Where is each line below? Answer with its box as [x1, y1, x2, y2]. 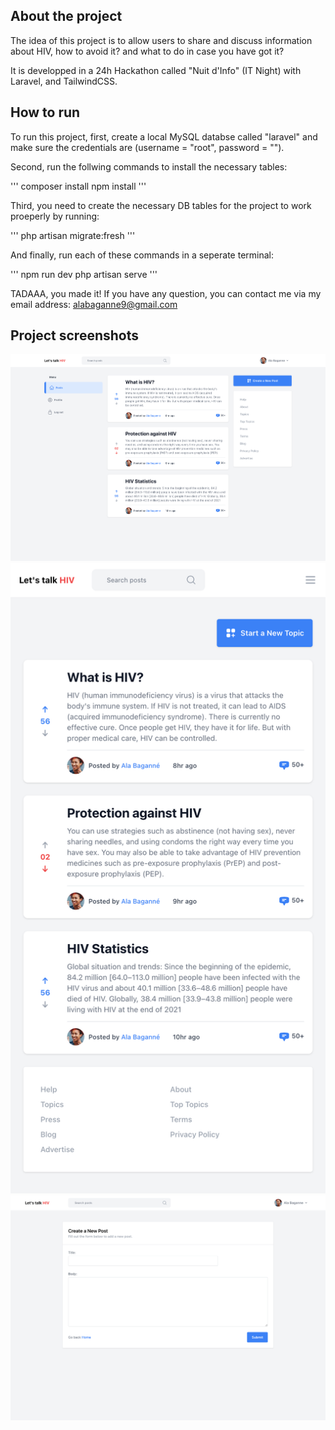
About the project [10, 8, 123, 25]
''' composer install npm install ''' [10, 180, 147, 192]
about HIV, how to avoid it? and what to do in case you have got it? [10, 45, 285, 57]
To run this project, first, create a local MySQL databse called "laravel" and [10, 130, 318, 143]
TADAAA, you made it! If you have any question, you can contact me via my [10, 287, 322, 299]
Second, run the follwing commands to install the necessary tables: [10, 160, 288, 173]
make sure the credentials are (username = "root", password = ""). [10, 141, 285, 153]
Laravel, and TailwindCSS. [10, 75, 118, 87]
